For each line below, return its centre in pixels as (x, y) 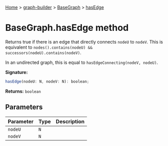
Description (70, 121)
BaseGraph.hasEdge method (67, 28)
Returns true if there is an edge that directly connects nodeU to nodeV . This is (84, 42)
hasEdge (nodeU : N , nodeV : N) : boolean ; (47, 81)
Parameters (24, 107)
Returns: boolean (23, 91)
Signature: (16, 72)
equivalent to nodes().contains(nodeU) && (49, 47)
